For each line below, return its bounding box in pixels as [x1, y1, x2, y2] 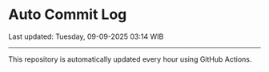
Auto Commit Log [8, 6, 127, 24]
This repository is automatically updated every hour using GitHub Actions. [8, 54, 252, 64]
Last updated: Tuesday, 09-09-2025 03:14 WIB [8, 32, 164, 41]
